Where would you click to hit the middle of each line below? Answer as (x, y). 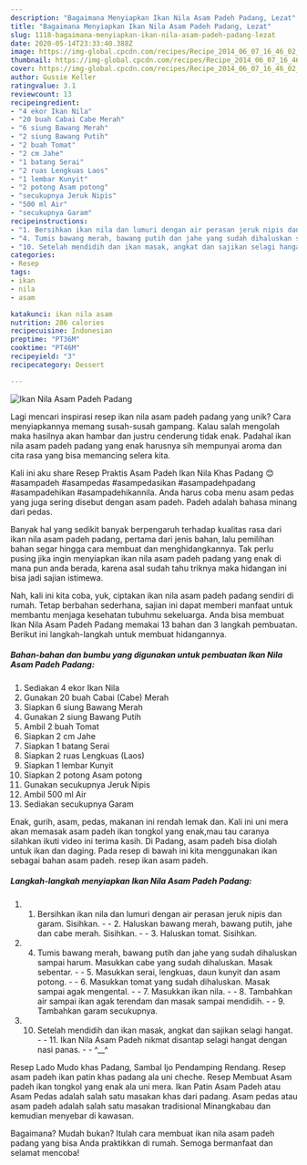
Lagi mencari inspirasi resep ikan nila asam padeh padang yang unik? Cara (151, 417)
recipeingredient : (45, 103)
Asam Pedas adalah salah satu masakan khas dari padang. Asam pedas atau (154, 1096)
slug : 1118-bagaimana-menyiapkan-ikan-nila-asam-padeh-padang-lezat (143, 35)
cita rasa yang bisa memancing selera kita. (91, 455)
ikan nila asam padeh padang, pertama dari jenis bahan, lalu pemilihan (142, 539)
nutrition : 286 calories (57, 323)
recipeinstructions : (50, 221)
